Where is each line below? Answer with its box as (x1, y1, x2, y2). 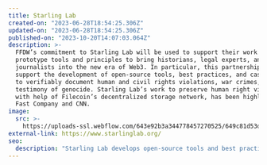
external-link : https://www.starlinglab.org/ (8, 129, 161, 137)
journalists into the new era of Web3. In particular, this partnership (15, 63, 261, 71)
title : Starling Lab (8, 11, 77, 20)
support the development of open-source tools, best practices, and (15, 71, 247, 79)
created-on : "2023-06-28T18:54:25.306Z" (8, 19, 145, 27)
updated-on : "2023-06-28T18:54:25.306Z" (8, 26, 145, 34)
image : (8, 108, 30, 116)
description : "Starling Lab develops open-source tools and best (15, 144, 237, 152)
